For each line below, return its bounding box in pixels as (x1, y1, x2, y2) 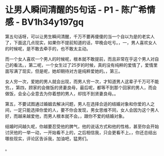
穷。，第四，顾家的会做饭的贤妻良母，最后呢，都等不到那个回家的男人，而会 (5, 85, 157, 90)
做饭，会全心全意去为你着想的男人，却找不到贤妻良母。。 (5, 90, 119, 96)
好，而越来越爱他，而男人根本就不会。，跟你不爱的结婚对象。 (5, 113, 127, 119)
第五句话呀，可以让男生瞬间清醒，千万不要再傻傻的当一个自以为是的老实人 (5, 34, 155, 39)
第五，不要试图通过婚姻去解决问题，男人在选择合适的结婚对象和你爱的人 (5, 101, 150, 107)
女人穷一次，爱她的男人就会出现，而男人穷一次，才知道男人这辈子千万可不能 (5, 78, 159, 84)
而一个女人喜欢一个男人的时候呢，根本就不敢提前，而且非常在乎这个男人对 (5, 56, 155, 62)
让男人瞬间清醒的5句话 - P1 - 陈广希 (5, 4, 147, 16)
